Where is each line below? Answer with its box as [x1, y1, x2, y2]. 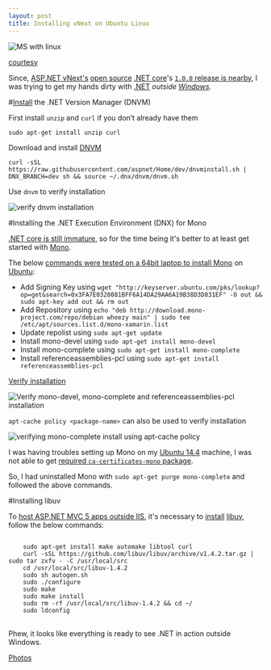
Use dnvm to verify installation [8, 187, 106, 196]
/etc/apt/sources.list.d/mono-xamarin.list [19, 320, 169, 328]
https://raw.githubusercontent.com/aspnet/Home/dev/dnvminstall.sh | [8, 165, 248, 174]
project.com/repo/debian [19, 313, 104, 322]
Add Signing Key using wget [19, 282, 112, 292]
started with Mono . [8, 242, 71, 251]
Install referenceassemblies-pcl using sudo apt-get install [19, 353, 219, 363]
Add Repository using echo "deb [19, 305, 127, 314]
